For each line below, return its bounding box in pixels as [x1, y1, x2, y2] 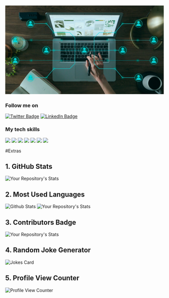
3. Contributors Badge [5, 218, 76, 227]
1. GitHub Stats [5, 162, 53, 171]
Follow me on [5, 102, 39, 109]
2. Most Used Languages [5, 190, 85, 198]
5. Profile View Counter [5, 274, 79, 282]
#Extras [5, 148, 22, 154]
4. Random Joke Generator [5, 246, 91, 254]
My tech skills [5, 126, 40, 133]
